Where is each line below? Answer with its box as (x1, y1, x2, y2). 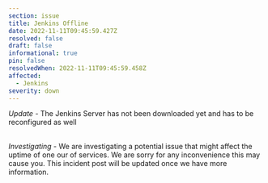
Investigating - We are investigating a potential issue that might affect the (8, 142, 253, 152)
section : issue (8, 11, 60, 20)
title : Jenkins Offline (8, 19, 89, 27)
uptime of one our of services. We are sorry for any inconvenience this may (8, 150, 261, 160)
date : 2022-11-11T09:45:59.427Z (8, 27, 117, 35)
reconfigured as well (8, 118, 77, 127)
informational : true (8, 49, 79, 57)
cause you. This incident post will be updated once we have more (8, 159, 228, 168)
